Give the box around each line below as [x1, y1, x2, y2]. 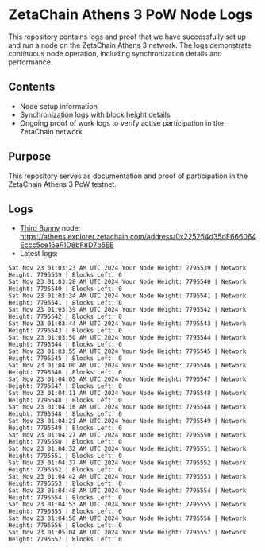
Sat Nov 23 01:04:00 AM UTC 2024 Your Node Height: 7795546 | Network [8, 362, 247, 370]
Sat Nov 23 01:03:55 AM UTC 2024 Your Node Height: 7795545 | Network [8, 347, 247, 355]
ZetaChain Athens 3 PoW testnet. [8, 179, 117, 188]
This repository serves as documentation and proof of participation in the [8, 171, 248, 180]
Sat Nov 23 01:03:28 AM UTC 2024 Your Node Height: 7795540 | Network [8, 278, 247, 286]
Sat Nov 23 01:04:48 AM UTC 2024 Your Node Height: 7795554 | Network [8, 487, 247, 495]
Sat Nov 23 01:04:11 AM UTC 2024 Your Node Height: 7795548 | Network [8, 390, 247, 398]
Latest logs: [19, 249, 58, 258]
